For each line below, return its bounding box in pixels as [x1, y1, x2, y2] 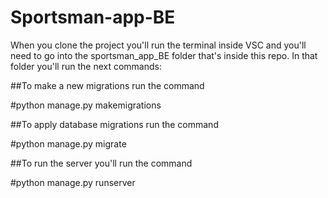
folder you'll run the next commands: [10, 60, 162, 72]
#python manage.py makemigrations [10, 99, 162, 111]
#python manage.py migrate [10, 137, 127, 150]
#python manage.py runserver [10, 176, 136, 188]
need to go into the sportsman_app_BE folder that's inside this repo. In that [10, 49, 318, 61]
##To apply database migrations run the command [10, 118, 219, 130]
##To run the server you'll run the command [10, 157, 193, 169]
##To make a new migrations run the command [10, 79, 205, 91]
